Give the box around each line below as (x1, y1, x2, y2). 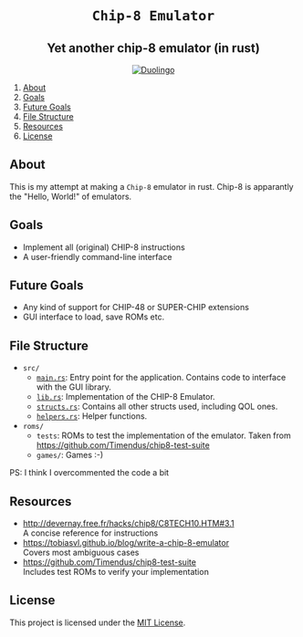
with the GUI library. (36, 381, 112, 392)
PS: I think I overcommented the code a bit (9, 467, 170, 478)
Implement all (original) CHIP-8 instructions (22, 241, 185, 253)
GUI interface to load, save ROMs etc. (22, 311, 165, 322)
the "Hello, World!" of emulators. (9, 191, 132, 202)
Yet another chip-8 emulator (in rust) (47, 40, 260, 56)
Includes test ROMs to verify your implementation (22, 567, 210, 578)
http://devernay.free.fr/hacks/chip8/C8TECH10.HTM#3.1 (22, 518, 235, 529)
